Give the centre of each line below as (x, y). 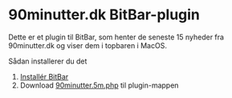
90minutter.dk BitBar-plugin (104, 15)
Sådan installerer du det (48, 61)
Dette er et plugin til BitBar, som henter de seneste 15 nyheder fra (116, 37)
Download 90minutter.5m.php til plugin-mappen (99, 85)
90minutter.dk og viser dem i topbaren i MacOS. (88, 45)
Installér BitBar (44, 76)
